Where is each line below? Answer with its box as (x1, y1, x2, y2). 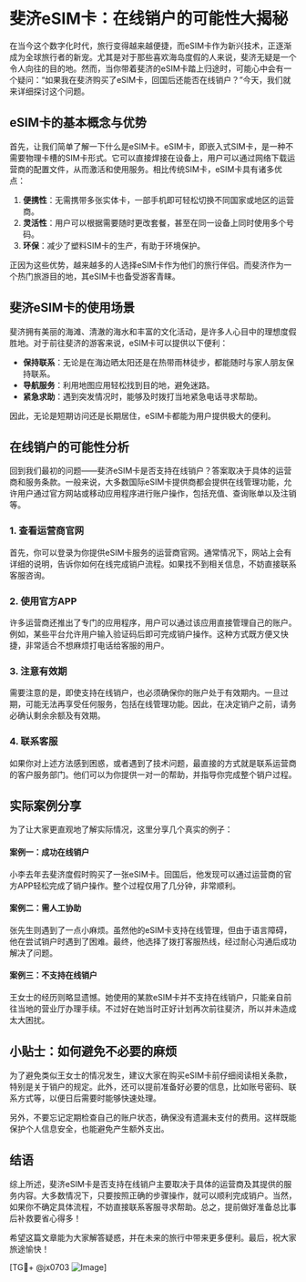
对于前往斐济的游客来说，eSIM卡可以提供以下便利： (33, 337, 229, 348)
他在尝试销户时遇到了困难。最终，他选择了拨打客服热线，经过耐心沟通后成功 (9, 936, 297, 947)
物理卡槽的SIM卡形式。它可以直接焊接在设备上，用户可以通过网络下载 (25, 152, 288, 163)
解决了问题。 (9, 947, 57, 958)
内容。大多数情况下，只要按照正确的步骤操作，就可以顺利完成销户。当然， (16, 1190, 297, 1201)
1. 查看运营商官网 (9, 525, 85, 538)
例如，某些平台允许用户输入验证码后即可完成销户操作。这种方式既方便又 (9, 628, 280, 639)
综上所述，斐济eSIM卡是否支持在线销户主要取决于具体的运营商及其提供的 (9, 1178, 284, 1189)
